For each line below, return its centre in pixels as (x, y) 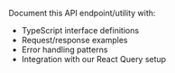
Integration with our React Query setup (94, 59)
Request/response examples (74, 40)
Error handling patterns (64, 50)
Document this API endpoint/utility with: (82, 13)
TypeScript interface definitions (80, 30)
